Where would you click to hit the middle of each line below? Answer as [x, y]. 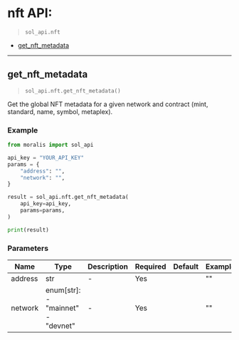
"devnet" [60, 326]
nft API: [30, 13]
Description [108, 267]
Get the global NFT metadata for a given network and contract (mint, [108, 104]
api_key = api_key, [46, 204]
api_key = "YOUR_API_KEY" [46, 158]
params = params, [43, 211]
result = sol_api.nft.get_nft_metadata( [68, 197]
